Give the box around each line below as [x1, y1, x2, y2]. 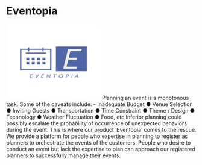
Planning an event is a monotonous [101, 94, 189, 101]
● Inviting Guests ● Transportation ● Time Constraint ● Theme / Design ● [6, 107, 195, 114]
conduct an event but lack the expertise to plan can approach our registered [6, 145, 196, 152]
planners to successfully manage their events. [6, 152, 121, 159]
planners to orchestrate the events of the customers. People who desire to [6, 139, 191, 146]
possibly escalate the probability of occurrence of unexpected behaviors [6, 119, 187, 127]
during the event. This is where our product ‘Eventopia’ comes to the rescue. [6, 126, 197, 133]
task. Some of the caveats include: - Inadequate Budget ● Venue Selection [6, 101, 193, 108]
